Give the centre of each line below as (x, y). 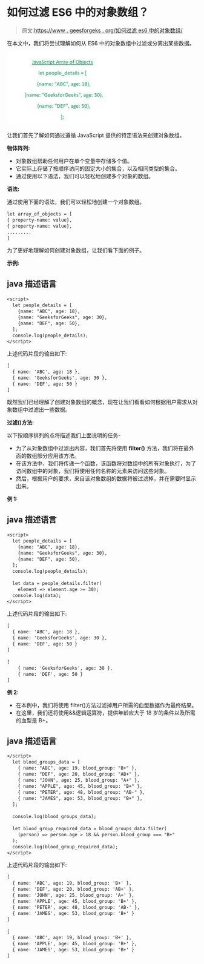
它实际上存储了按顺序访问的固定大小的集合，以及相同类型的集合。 (98, 168)
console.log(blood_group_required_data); (65, 847)
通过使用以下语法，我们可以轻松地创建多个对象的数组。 (84, 176)
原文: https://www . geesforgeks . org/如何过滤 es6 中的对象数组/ (102, 30)
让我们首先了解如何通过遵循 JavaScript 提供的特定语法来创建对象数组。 (96, 135)
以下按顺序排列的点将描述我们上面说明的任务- (64, 435)
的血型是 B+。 (33, 720)
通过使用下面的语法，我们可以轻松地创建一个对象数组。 (76, 202)
